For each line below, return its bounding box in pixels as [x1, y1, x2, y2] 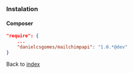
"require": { [6, 33, 39, 39]
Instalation [6, 5, 39, 13]
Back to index [6, 60, 40, 68]
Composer [6, 20, 34, 27]
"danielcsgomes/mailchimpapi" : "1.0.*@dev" [17, 44, 128, 50]
